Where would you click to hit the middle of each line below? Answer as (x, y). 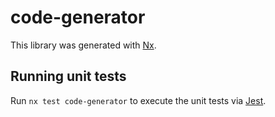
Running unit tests (68, 76)
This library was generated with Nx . (83, 45)
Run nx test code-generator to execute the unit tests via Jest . (138, 100)
